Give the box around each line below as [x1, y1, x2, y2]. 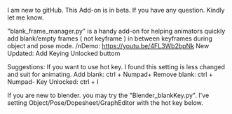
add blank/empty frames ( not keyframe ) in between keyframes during [7, 34, 212, 43]
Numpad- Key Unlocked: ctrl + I [7, 78, 100, 86]
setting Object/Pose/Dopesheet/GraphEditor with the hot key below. [7, 99, 203, 107]
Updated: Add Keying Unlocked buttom [7, 49, 121, 57]
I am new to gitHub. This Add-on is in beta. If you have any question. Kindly [7, 6, 225, 14]
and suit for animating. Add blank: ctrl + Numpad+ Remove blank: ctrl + [7, 70, 214, 78]
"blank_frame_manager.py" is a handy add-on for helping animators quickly [7, 27, 226, 35]
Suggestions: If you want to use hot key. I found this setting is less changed [7, 63, 226, 71]
